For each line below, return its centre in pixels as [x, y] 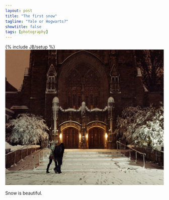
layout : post [19, 11]
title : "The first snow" [31, 16]
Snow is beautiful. [24, 193]
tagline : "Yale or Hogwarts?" [37, 21]
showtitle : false [23, 27]
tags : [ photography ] [27, 32]
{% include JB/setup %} [30, 47]
